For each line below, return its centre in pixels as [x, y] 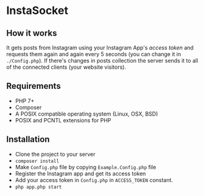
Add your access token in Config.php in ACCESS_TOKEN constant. [94, 180]
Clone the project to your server [55, 154]
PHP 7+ [25, 100]
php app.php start [38, 187]
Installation [28, 140]
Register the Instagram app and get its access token [80, 173]
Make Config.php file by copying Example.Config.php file [86, 167]
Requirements [33, 86]
